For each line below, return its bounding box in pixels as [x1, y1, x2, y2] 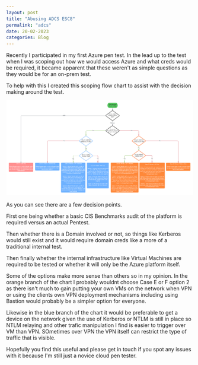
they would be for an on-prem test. [6, 71, 92, 78]
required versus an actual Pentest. [6, 218, 90, 226]
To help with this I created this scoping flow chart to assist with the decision [6, 82, 191, 89]
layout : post [6, 9, 39, 15]
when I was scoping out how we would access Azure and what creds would [6, 58, 191, 65]
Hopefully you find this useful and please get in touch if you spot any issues [6, 345, 191, 353]
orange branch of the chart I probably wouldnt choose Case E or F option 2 [6, 278, 190, 285]
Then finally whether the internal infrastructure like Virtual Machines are [6, 254, 182, 261]
